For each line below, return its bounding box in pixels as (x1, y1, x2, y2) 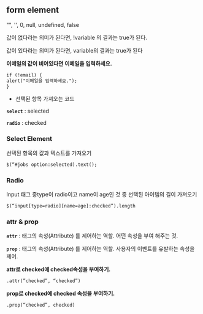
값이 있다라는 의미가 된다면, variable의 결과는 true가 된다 (6, 47, 143, 54)
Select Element (6, 135, 53, 143)
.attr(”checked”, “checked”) (6, 278, 81, 284)
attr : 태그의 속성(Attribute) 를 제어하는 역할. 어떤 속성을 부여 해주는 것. (6, 232, 178, 239)
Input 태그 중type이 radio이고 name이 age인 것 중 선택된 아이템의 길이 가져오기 (6, 190, 197, 198)
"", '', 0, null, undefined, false (6, 21, 80, 28)
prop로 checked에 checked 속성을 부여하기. (6, 290, 115, 297)
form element (6, 5, 59, 15)
